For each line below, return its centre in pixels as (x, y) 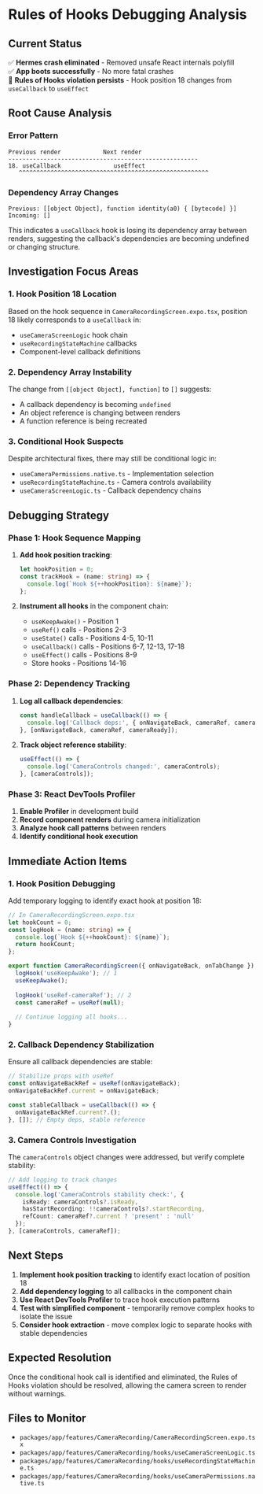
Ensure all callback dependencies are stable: (80, 1062)
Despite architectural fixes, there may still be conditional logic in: (113, 459)
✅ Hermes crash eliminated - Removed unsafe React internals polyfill (121, 62)
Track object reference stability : (73, 745)
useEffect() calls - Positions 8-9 (84, 655)
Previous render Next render (75, 152)
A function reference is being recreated (83, 421)
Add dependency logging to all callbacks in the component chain (126, 1291)
